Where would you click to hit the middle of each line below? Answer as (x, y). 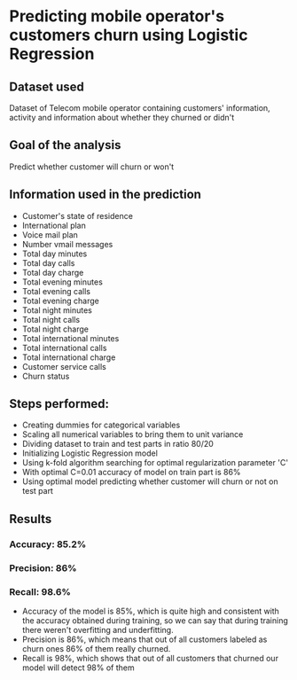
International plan (54, 225)
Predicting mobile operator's (117, 16)
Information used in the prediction (106, 195)
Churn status (46, 376)
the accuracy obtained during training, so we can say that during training (155, 620)
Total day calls (48, 262)
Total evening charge (60, 301)
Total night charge (55, 329)
